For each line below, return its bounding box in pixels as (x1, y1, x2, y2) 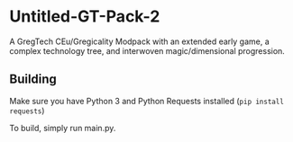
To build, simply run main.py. (9, 122, 116, 133)
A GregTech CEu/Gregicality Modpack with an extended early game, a (9, 36, 270, 47)
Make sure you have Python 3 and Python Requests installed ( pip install (9, 95, 284, 106)
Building (9, 72, 57, 87)
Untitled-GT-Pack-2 (9, 6, 160, 27)
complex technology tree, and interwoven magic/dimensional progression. (9, 45, 286, 56)
